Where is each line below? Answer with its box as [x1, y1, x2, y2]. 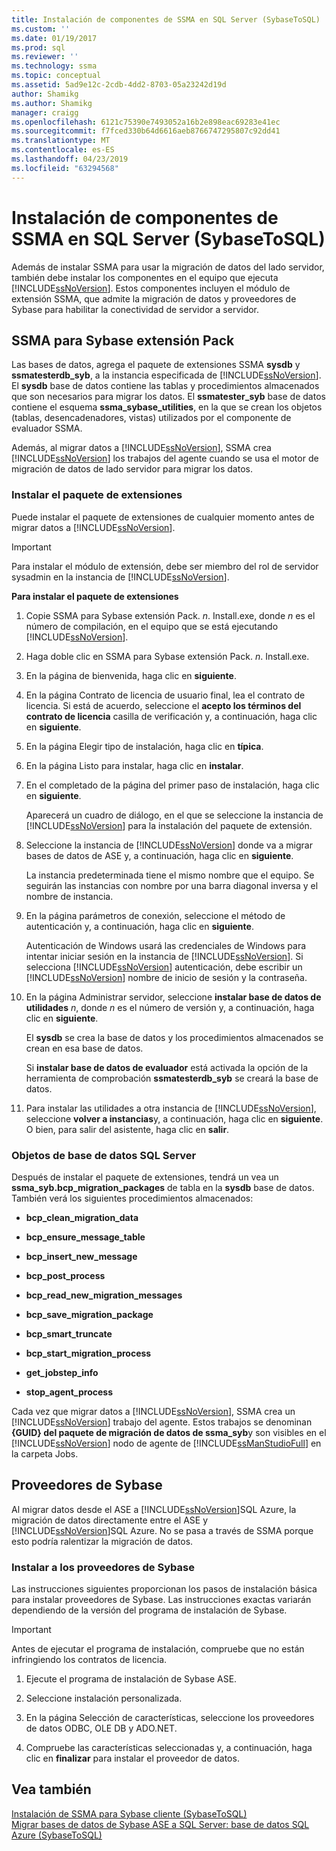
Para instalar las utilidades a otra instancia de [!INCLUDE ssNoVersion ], [25, 1102, 317, 1114]
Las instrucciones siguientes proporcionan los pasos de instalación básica [11, 1583, 318, 1595]
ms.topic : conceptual [11, 71, 102, 81]
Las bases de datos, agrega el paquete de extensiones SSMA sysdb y [11, 359, 301, 371]
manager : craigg [11, 107, 79, 118]
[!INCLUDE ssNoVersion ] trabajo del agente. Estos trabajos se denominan [11, 1416, 313, 1428]
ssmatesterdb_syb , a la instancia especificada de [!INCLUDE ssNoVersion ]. [11, 369, 322, 381]
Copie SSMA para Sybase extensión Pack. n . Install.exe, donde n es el [25, 609, 316, 621]
